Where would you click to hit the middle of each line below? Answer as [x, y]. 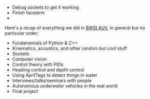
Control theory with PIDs [38, 64]
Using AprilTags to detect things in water [54, 75]
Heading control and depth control [48, 70]
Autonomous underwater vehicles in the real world [65, 86]
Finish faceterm [28, 13]
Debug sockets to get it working [45, 7]
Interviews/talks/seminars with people [52, 81]
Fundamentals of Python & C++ [45, 43]
